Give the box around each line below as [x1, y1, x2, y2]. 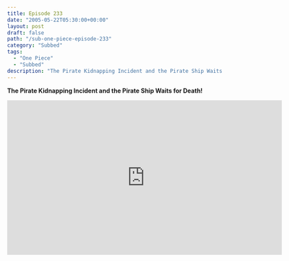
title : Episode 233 [7, 10, 63, 17]
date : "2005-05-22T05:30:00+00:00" [7, 16, 109, 23]
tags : [7, 49, 23, 56]
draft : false [7, 29, 45, 36]
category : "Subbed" [7, 42, 63, 49]
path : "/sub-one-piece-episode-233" [7, 36, 112, 43]
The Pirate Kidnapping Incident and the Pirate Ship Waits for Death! [7, 87, 203, 95]
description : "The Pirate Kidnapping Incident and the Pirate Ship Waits [7, 67, 223, 74]
